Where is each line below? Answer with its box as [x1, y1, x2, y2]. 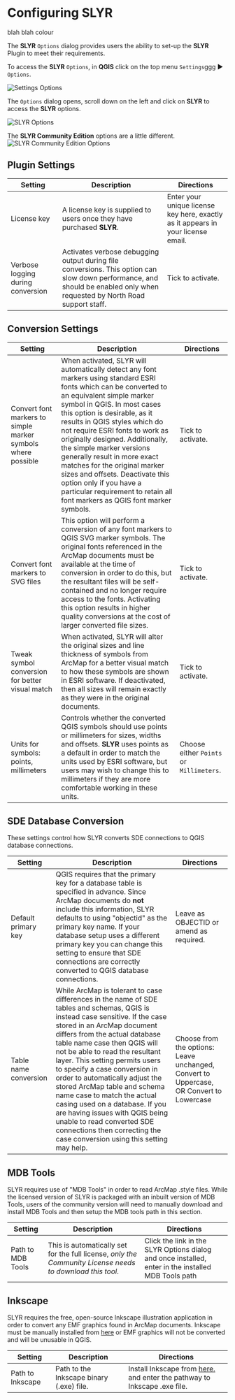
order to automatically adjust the [55, 1073, 162, 1083]
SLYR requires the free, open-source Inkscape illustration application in [7, 1313, 213, 1322]
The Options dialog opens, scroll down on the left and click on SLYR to [7, 96, 210, 106]
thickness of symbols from [61, 649, 149, 658]
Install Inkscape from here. [128, 1364, 215, 1373]
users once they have [62, 213, 133, 223]
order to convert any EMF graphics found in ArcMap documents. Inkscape [7, 1321, 221, 1329]
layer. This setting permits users [55, 1055, 161, 1065]
